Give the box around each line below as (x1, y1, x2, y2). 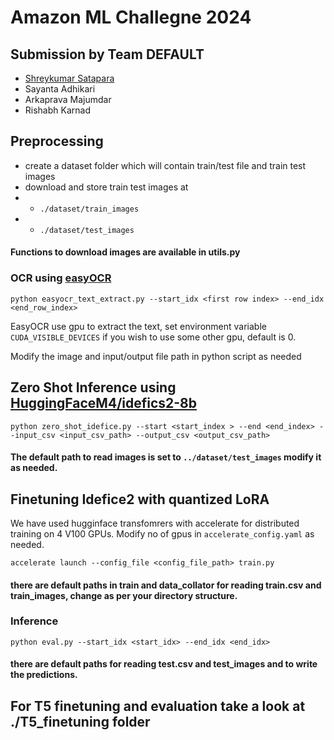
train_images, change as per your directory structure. (10, 589, 238, 601)
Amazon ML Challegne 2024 (10, 6, 252, 29)
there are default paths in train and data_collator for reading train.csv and (10, 579, 322, 591)
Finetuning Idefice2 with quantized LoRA (10, 491, 270, 508)
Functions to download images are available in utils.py (10, 246, 241, 258)
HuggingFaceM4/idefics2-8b (10, 395, 198, 412)
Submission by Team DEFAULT (10, 46, 205, 63)
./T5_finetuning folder (10, 713, 151, 730)
